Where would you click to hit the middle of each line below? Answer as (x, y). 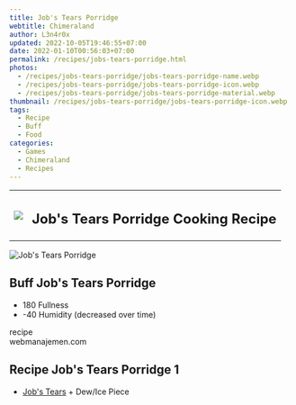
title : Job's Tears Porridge (64, 18)
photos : (24, 68)
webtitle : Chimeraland (52, 26)
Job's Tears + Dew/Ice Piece (76, 391)
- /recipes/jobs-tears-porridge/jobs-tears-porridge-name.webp (138, 76)
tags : (19, 110)
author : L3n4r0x (40, 34)
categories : (31, 143)
